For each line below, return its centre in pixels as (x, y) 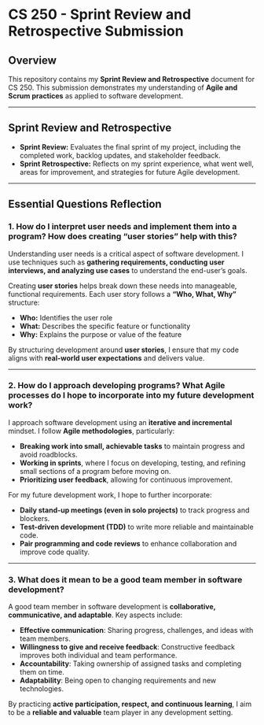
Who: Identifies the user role (66, 317)
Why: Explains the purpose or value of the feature (101, 334)
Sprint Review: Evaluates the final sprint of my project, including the (130, 146)
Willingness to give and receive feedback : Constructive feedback (127, 647)
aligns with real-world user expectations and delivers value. (106, 358)
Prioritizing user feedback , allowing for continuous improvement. (126, 479)
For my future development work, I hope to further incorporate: (110, 494)
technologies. (42, 689)
